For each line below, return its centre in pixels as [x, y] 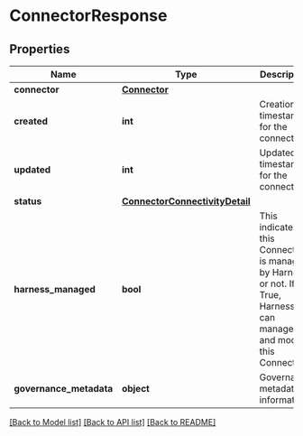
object [136, 389]
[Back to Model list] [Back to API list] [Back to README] [113, 422]
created [31, 121]
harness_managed [55, 289]
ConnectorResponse [88, 16]
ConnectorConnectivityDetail [186, 201]
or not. [273, 283]
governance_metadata [64, 389]
